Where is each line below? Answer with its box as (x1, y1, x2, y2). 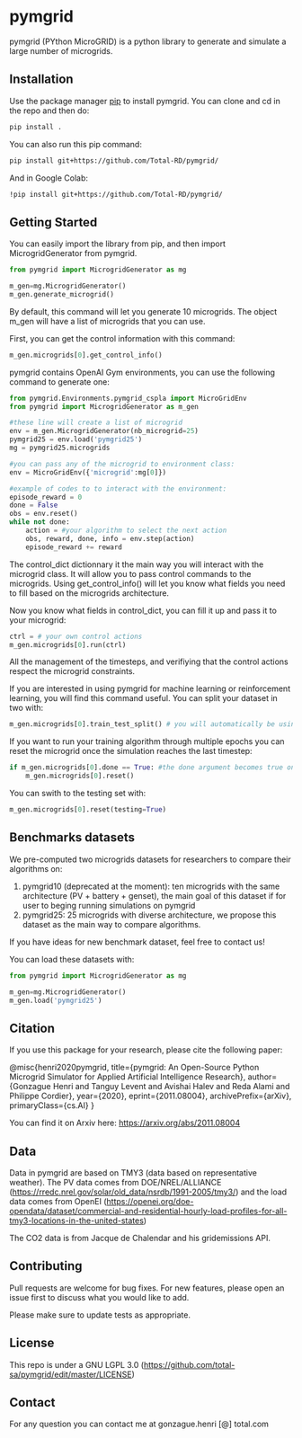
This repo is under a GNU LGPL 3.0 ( (9, 1359, 145, 1370)
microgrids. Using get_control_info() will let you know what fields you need (9, 578, 286, 589)
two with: (9, 703, 44, 714)
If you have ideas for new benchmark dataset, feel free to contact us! (9, 936, 265, 947)
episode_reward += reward (25, 542, 123, 552)
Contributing (9, 1258, 83, 1274)
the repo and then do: (9, 105, 90, 116)
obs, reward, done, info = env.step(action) (25, 534, 195, 543)
